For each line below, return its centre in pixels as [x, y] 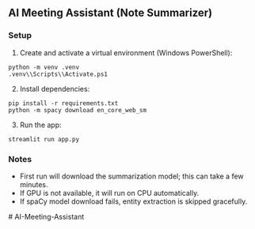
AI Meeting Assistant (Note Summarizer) [110, 13]
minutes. [34, 184]
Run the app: [40, 125]
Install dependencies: [55, 88]
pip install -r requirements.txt [63, 103]
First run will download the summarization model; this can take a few [131, 176]
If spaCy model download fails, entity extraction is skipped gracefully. [133, 201]
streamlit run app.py [44, 139]
